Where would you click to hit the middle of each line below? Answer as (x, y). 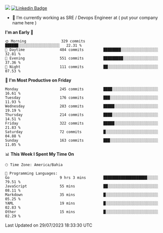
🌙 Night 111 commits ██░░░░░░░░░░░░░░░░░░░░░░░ (82, 67)
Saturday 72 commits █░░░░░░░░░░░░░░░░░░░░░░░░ (82, 132)
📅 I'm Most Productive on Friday (38, 80)
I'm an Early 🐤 (19, 32)
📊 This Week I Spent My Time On (40, 154)
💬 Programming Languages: (31, 173)
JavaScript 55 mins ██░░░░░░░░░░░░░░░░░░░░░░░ (82, 186)
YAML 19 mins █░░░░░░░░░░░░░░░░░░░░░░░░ (82, 203)
